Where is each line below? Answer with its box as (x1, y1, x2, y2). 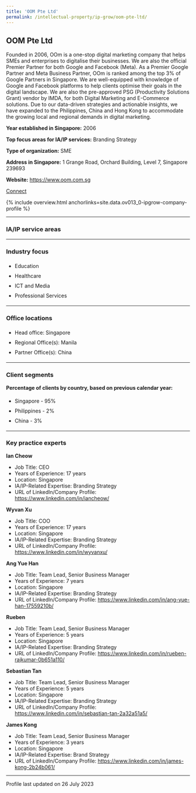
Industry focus (6, 247, 49, 255)
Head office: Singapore (14, 329, 71, 337)
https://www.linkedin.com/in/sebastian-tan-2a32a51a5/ (14, 709, 148, 717)
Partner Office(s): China (14, 349, 72, 356)
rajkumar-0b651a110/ (14, 656, 65, 663)
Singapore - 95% (14, 397, 57, 404)
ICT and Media (14, 282, 51, 289)
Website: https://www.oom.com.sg (6, 176, 91, 183)
